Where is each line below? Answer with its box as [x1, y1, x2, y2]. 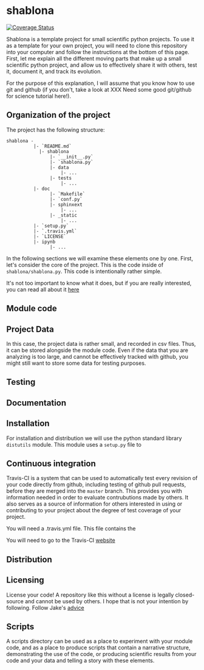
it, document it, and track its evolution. [6, 67, 102, 75]
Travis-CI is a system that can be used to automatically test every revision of [6, 475, 198, 482]
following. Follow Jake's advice [6, 604, 84, 611]
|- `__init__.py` [49, 154, 94, 160]
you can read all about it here [6, 286, 80, 293]
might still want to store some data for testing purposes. [6, 359, 146, 367]
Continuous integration [6, 458, 96, 469]
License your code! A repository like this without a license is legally [6, 591, 174, 598]
